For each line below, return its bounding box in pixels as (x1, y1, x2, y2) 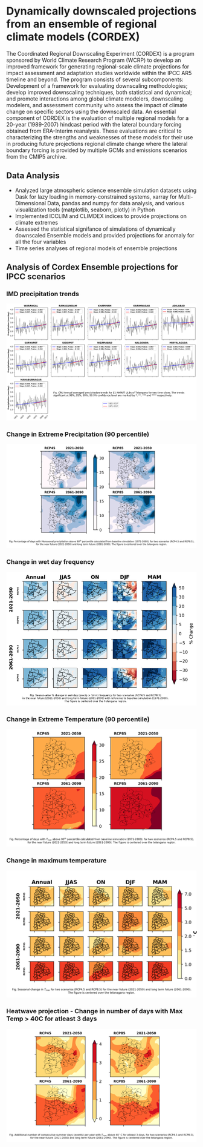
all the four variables (14, 238, 66, 245)
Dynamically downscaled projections (6, 4, 197, 18)
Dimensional (14, 199, 47, 207)
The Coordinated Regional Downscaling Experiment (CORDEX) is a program (6, 50, 195, 57)
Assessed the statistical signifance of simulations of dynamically (14, 225, 176, 233)
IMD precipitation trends (6, 289, 80, 298)
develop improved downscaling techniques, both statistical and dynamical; (6, 88, 192, 96)
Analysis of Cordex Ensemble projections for (6, 262, 178, 273)
